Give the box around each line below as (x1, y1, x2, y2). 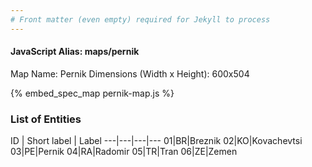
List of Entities (10, 112, 82, 126)
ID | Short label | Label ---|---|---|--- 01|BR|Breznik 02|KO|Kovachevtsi (10, 135, 303, 147)
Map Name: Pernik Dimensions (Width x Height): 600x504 (10, 67, 250, 80)
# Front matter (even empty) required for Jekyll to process (10, 14, 271, 25)
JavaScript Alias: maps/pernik (10, 46, 140, 58)
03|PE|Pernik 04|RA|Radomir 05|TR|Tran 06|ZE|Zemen (10, 146, 238, 158)
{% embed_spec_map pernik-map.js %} (10, 87, 175, 99)
